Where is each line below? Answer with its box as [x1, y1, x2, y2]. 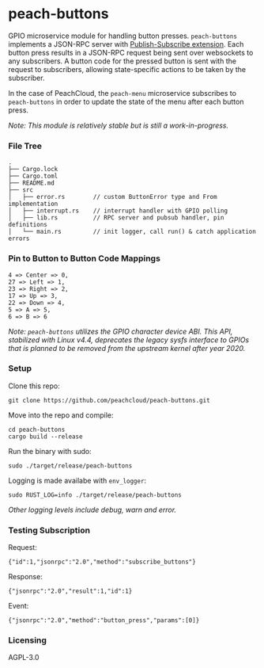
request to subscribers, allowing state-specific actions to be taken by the [8, 64, 247, 74]
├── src [8, 186, 34, 194]
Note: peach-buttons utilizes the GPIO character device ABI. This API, [8, 326, 233, 336]
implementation [8, 200, 58, 208]
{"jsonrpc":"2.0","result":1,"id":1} [8, 587, 133, 595]
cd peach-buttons [8, 426, 66, 433]
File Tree [8, 140, 42, 151]
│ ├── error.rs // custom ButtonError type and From [8, 193, 217, 201]
